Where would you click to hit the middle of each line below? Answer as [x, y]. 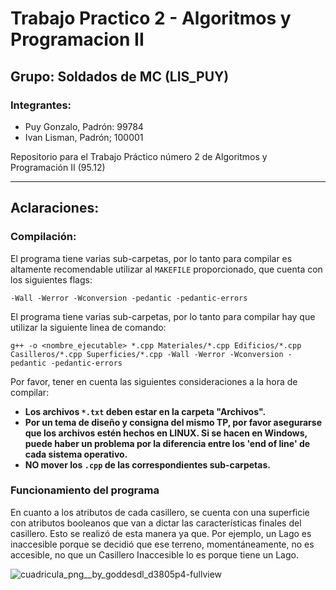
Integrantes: [41, 105]
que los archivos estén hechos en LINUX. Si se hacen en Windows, [166, 433]
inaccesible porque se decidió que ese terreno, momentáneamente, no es [162, 544]
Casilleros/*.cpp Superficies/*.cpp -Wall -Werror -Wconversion [147, 354]
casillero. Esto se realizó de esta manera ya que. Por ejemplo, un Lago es [161, 533]
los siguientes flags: [51, 279]
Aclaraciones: [55, 208]
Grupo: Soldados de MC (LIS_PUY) [120, 76]
